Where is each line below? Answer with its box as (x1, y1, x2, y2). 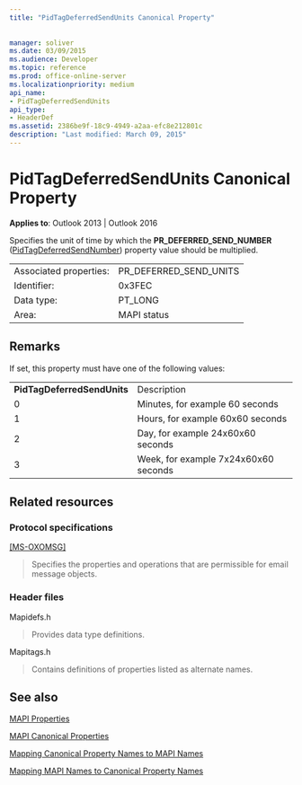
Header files (9, 591, 65, 604)
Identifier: (13, 279, 55, 292)
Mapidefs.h (9, 612, 51, 622)
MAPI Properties (9, 713, 70, 724)
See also (9, 690, 58, 705)
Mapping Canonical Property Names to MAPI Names (9, 748, 204, 759)
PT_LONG (118, 294, 160, 306)
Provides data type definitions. (31, 629, 146, 639)
